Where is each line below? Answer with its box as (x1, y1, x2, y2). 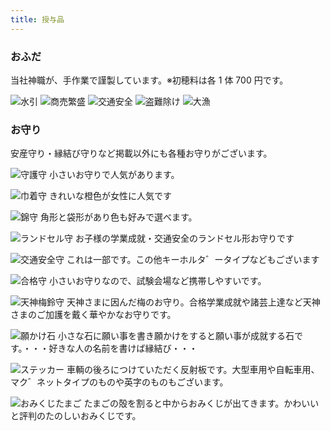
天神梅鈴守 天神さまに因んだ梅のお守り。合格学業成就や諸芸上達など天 (20, 296, 312, 308)
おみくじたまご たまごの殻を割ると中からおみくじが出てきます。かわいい (20, 397, 320, 410)
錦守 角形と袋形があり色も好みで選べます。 (20, 211, 198, 223)
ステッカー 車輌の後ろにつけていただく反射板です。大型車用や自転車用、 (20, 364, 320, 376)
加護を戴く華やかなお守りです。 (44, 309, 177, 321)
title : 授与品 (10, 14, 65, 25)
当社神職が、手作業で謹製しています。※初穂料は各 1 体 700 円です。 (10, 74, 289, 86)
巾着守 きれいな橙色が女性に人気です (20, 190, 172, 202)
